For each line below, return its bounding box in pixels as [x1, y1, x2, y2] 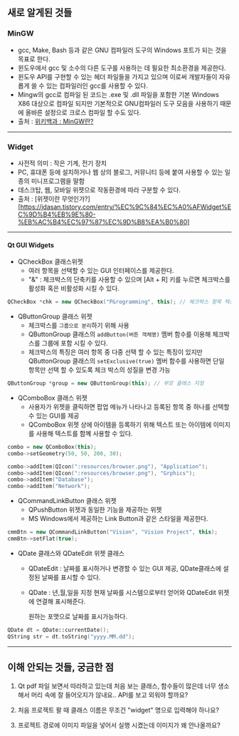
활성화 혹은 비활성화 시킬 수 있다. [28, 284, 119, 293]
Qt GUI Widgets [7, 241, 55, 249]
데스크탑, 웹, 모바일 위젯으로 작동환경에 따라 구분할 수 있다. [17, 185, 181, 194]
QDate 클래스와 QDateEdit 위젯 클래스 [17, 549, 124, 557]
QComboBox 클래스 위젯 [17, 393, 87, 402]
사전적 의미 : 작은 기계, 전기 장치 [17, 159, 107, 167]
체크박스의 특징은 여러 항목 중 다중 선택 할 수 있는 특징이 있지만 [28, 348, 203, 356]
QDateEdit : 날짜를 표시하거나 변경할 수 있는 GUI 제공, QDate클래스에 [28, 564, 222, 572]
